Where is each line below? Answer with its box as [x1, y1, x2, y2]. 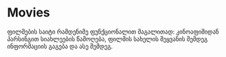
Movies [7, 5, 50, 21]
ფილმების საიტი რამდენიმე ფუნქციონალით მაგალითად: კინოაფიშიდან [7, 27, 219, 36]
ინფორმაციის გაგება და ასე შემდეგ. [7, 42, 113, 50]
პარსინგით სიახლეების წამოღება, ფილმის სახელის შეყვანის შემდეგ [7, 34, 208, 43]
